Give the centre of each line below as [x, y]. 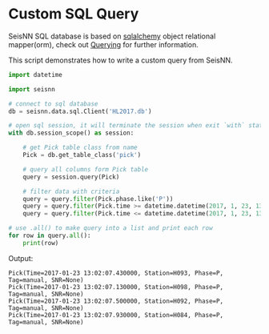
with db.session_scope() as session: [71, 133]
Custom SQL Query [74, 14]
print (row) [41, 243]
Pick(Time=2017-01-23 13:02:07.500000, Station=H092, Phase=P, [116, 301]
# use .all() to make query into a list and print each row [111, 228]
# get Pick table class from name [80, 148]
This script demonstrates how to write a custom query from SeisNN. [121, 60]
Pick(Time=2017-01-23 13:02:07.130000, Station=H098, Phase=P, [116, 287]
